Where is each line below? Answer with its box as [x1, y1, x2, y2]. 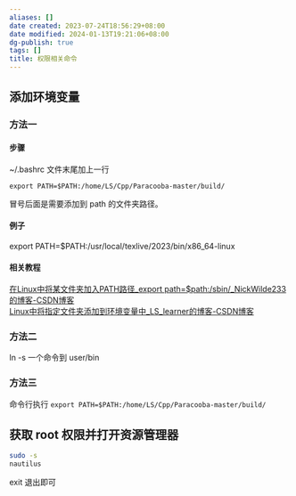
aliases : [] [9, 12, 53, 22]
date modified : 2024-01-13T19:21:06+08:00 [9, 29, 169, 38]
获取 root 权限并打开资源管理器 [9, 427, 179, 442]
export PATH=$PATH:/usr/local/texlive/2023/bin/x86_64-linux [9, 240, 235, 251]
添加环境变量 [9, 90, 80, 105]
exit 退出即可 [9, 477, 56, 488]
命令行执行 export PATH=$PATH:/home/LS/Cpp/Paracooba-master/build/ [9, 398, 267, 410]
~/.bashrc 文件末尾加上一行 [9, 164, 110, 175]
